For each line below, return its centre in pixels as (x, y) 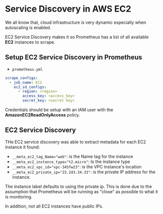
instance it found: (23, 147)
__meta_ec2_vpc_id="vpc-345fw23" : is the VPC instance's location (77, 166)
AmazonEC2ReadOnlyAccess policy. (42, 115)
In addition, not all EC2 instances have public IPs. (54, 206)
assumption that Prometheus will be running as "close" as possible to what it (81, 191)
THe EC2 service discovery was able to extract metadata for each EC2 (76, 142)
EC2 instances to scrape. (30, 42)
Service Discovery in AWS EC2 (68, 9)
